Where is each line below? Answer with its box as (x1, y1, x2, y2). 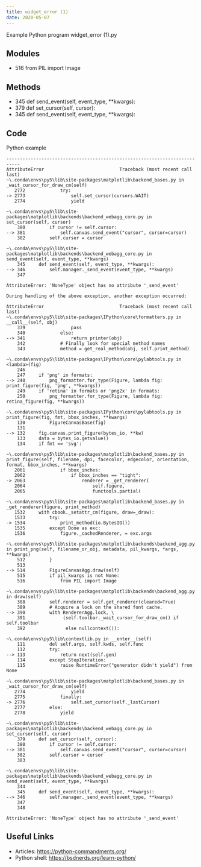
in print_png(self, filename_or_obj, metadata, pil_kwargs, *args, (6, 546, 179, 552)
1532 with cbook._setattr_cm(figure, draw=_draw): (14, 509, 155, 515)
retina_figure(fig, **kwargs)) (6, 399, 85, 405)
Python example (6, 144, 47, 151)
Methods (6, 82, 41, 92)
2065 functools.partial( (14, 488, 141, 494)
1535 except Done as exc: (14, 525, 101, 531)
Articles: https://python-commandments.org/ (14, 848, 126, 855)
